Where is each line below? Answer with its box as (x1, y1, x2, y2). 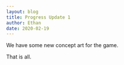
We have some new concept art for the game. (6, 42, 119, 49)
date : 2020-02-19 (6, 25, 49, 32)
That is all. (6, 53, 32, 60)
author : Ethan (6, 20, 42, 26)
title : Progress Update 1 (6, 14, 70, 20)
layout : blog (6, 8, 39, 15)
